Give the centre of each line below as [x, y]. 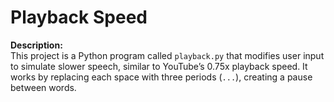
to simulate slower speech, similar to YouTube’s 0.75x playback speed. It [159, 66]
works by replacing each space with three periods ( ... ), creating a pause [161, 77]
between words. [43, 87]
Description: [36, 45]
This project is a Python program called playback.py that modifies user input [167, 55]
